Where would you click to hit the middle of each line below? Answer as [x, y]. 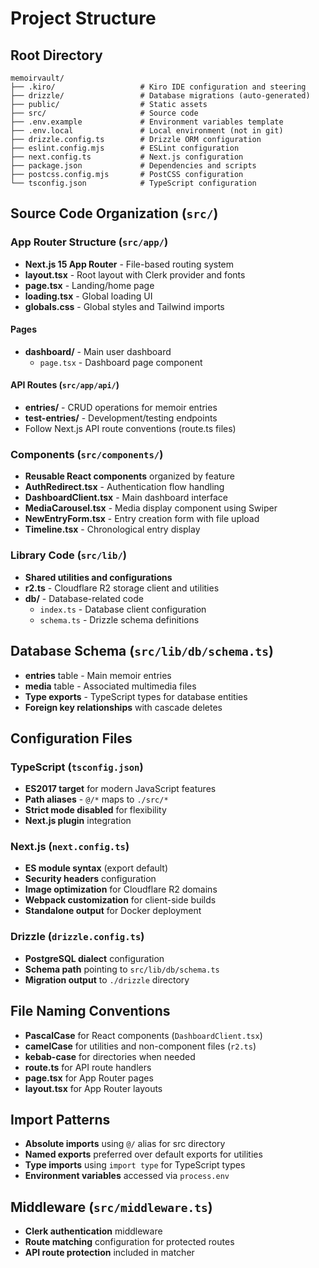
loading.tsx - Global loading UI [88, 296]
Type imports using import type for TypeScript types [135, 1165]
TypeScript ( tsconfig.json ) [77, 767]
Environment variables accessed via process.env [127, 1176]
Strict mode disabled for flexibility [95, 810]
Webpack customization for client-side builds [120, 900]
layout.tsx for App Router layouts [93, 1088]
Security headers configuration [90, 879]
